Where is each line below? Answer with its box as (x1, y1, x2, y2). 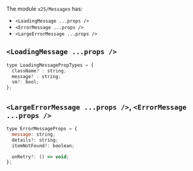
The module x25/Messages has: (6, 5, 83, 12)
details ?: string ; (12, 137, 59, 143)
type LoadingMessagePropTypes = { (6, 62, 94, 68)
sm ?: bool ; (12, 79, 40, 85)
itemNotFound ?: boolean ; (12, 142, 75, 148)
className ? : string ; (12, 68, 67, 74)
